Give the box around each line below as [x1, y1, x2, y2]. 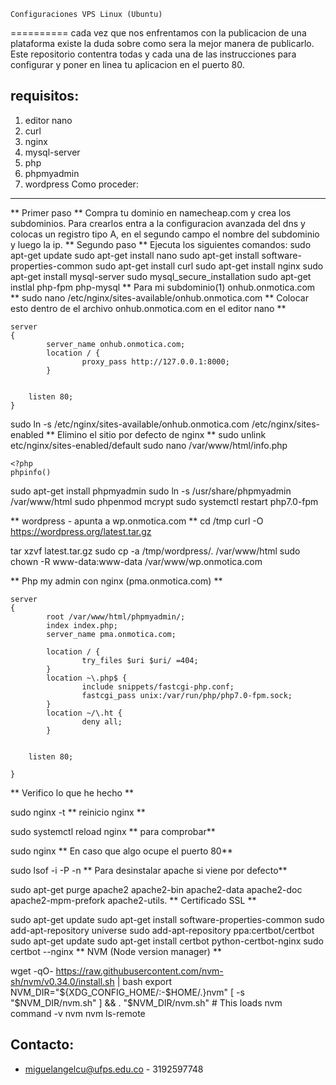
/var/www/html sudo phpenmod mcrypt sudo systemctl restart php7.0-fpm [10, 495, 319, 507]
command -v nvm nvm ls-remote [10, 1007, 146, 1019]
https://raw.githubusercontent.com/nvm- [55, 965, 224, 977]
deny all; [81, 716, 123, 727]
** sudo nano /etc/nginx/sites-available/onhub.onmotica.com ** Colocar [10, 291, 309, 304]
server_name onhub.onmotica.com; [46, 339, 186, 349]
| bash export [116, 975, 173, 987]
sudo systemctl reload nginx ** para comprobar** [10, 825, 216, 837]
